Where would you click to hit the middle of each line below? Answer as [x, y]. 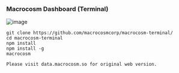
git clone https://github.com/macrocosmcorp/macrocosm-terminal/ [89, 33]
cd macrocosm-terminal [35, 38]
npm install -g [25, 49]
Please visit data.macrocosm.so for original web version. [82, 65]
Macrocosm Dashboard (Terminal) [57, 9]
